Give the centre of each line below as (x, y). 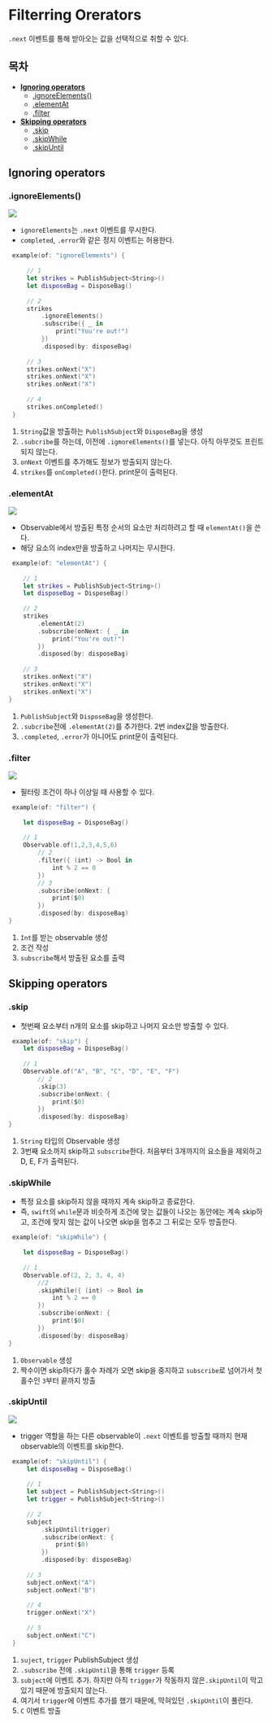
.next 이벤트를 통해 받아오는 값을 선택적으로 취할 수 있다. (99, 38)
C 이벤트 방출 (41, 1710)
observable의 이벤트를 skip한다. (72, 1445)
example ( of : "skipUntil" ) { (59, 1461)
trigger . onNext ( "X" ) (61, 1613)
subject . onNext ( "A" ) (61, 1582)
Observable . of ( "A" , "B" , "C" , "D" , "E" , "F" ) (101, 1072)
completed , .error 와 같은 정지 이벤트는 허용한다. (97, 240)
